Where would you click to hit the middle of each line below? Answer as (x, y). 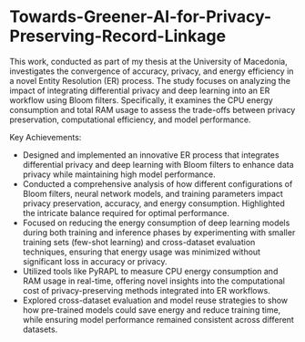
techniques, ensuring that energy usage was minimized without (142, 252)
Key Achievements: (46, 137)
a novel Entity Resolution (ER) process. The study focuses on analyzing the (150, 80)
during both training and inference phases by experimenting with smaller (159, 232)
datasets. (40, 329)
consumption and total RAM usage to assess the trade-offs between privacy (152, 109)
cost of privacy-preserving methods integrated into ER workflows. (146, 290)
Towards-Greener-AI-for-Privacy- (141, 17)
